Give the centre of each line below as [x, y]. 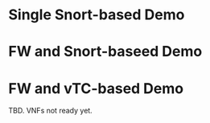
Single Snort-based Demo [97, 15]
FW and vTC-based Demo [96, 88]
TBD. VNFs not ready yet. [50, 111]
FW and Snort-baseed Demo [105, 52]
